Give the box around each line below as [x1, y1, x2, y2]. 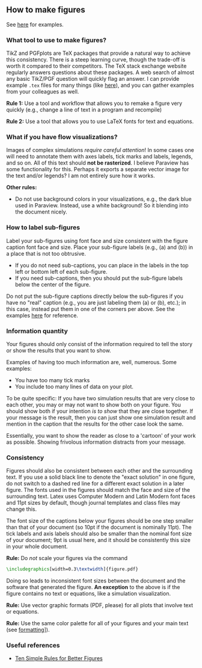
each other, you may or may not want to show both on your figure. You [6, 401, 182, 408]
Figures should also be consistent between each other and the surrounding [6, 467, 192, 474]
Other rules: [6, 184, 37, 191]
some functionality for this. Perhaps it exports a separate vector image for [6, 166, 189, 173]
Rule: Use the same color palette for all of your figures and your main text [6, 620, 189, 627]
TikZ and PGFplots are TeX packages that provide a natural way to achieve [6, 49, 191, 57]
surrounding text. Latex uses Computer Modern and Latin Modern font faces [6, 493, 195, 500]
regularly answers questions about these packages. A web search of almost [6, 69, 194, 76]
